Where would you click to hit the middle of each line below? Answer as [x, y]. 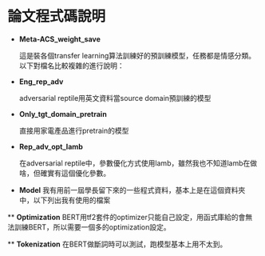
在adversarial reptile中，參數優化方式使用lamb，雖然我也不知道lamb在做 [138, 163]
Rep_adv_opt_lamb [51, 146]
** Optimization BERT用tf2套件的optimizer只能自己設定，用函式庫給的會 [127, 217]
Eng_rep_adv [41, 82]
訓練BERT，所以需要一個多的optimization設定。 [92, 227]
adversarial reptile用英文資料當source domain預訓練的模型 [115, 98]
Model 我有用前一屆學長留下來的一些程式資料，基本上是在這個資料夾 [132, 190]
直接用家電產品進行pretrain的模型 [74, 130]
